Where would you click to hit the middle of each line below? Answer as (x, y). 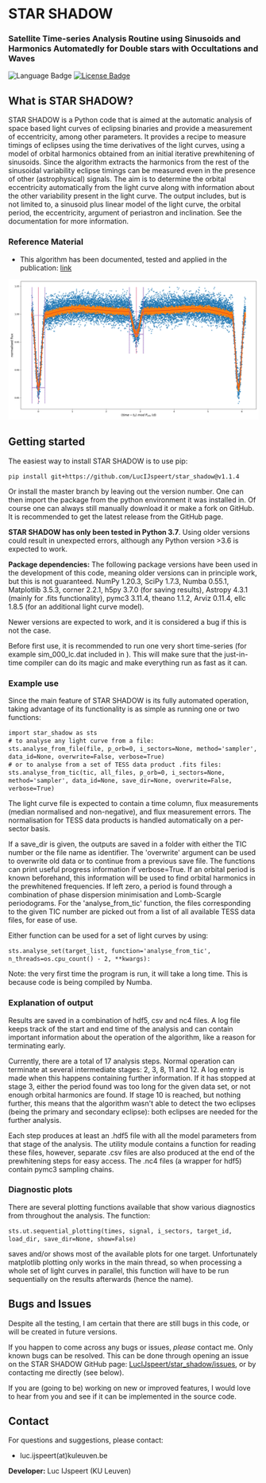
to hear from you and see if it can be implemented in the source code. (122, 1396)
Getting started (47, 442)
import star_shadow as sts (53, 733)
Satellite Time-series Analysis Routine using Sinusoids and (124, 39)
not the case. (30, 630)
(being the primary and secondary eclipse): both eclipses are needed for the (133, 1111)
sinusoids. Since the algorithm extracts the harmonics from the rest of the (129, 162)
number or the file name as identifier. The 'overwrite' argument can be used (132, 853)
